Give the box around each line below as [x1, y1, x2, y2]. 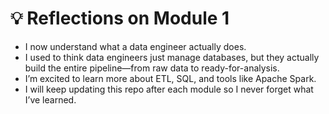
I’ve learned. [24, 93, 77, 106]
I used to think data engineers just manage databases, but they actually [24, 51, 320, 63]
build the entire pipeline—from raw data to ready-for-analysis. [24, 62, 280, 74]
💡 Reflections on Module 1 [10, 7, 230, 30]
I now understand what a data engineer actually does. [24, 40, 247, 52]
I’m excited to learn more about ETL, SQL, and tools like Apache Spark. [24, 72, 317, 84]
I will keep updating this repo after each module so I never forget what [24, 83, 314, 95]
